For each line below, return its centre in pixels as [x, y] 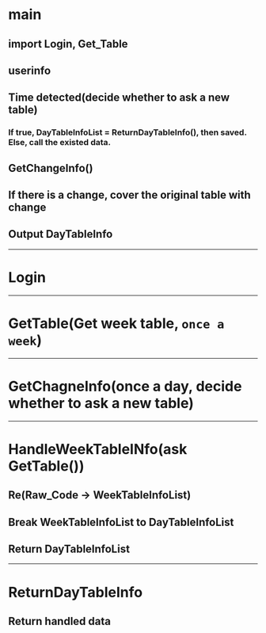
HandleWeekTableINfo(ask [98, 449]
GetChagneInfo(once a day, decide [125, 386]
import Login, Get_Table [68, 44]
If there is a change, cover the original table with [129, 195]
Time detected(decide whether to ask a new [119, 98]
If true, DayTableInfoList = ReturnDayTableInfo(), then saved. [127, 132]
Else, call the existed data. [60, 143]
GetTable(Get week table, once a [116, 323]
